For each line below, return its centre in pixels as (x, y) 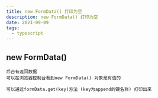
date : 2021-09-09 (28, 22)
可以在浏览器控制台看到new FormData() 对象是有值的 (64, 78)
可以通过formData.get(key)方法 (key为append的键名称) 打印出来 (79, 89)
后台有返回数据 (22, 72)
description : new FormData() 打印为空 (52, 17)
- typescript (28, 33)
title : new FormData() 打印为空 (44, 11)
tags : (13, 28)
